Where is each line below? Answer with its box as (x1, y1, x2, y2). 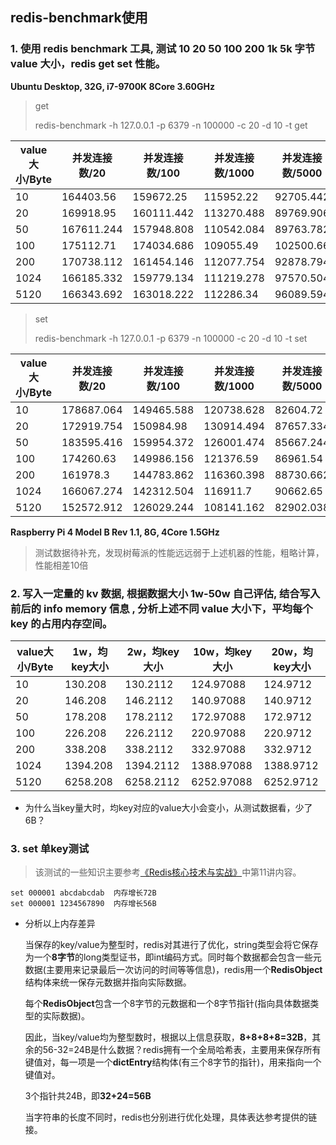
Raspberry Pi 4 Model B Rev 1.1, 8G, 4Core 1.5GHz (10, 526, 220, 538)
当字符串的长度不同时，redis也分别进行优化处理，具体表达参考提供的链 (24, 1111, 318, 1123)
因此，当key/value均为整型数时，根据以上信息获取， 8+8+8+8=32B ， (24, 1031, 313, 1043)
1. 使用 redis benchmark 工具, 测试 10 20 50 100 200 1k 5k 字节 (10, 42, 316, 56)
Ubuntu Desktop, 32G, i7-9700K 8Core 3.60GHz (10, 80, 216, 92)
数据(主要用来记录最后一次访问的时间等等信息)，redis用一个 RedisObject (24, 964, 323, 976)
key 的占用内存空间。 (10, 616, 113, 630)
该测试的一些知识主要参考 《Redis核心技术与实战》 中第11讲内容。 (34, 866, 302, 878)
